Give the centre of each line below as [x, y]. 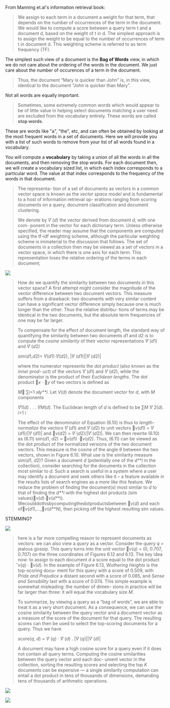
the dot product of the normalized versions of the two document [84, 444]
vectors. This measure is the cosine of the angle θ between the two [88, 449]
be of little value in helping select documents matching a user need [88, 110]
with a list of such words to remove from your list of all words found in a [80, 142]
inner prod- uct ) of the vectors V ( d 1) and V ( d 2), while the [78, 371]
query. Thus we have [39, 629]
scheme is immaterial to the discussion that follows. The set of [83, 242]
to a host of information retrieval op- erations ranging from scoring [87, 199]
